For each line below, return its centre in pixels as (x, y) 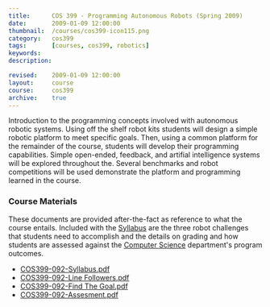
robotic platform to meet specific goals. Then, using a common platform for (133, 138)
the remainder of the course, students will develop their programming (124, 147)
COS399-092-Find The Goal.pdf (74, 286)
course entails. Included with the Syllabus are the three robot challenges (129, 227)
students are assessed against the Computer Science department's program (135, 245)
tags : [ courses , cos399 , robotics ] (79, 46)
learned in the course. (45, 180)
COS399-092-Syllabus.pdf (65, 269)
